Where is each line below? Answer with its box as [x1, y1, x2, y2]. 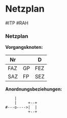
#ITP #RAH [5, 20, 29, 26]
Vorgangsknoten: [5, 44, 43, 50]
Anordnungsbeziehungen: [5, 86, 62, 92]
